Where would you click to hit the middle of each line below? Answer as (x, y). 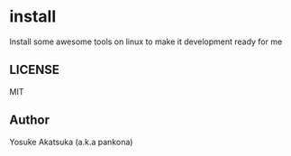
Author (29, 120)
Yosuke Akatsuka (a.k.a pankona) (71, 142)
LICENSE (35, 70)
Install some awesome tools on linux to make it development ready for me (146, 41)
